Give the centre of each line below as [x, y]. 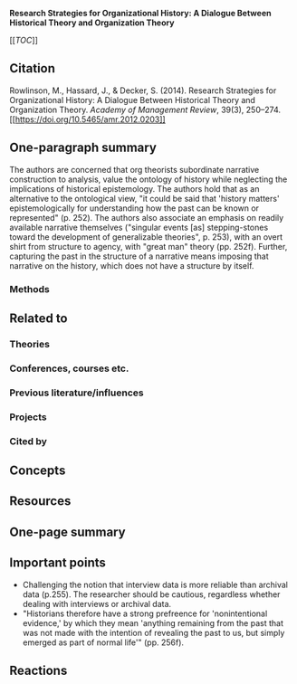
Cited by [29, 441]
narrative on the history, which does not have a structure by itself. [132, 265]
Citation [33, 68]
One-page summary [67, 532]
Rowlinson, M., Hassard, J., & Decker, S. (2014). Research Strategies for [143, 90]
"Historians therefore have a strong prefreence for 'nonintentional [145, 613]
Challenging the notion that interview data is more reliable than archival [155, 584]
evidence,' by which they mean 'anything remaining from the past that [153, 622]
